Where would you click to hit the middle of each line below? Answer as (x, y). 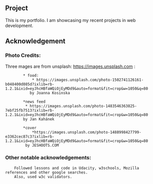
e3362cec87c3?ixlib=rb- (30, 137)
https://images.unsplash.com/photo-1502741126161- (90, 80)
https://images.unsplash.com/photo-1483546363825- (83, 106)
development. (19, 25)
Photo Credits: (23, 55)
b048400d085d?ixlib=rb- (30, 84)
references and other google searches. (47, 172)
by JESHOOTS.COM (42, 145)
